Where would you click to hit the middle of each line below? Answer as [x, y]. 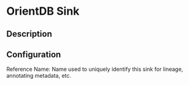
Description [29, 34]
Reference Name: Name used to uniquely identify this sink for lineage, [95, 69]
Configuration [34, 54]
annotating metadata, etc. [39, 76]
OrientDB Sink [43, 11]
